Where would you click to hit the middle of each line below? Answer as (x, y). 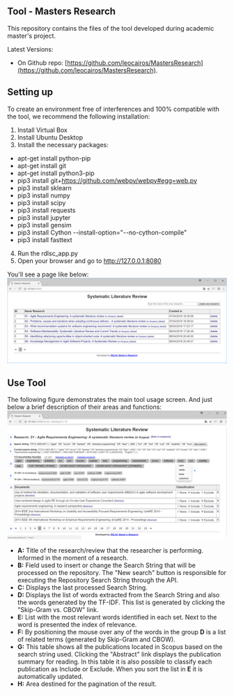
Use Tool (27, 383)
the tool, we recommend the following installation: (79, 116)
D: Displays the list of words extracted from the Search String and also (118, 595)
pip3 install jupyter (44, 217)
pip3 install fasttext (45, 239)
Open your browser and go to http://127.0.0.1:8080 (89, 260)
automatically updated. (50, 677)
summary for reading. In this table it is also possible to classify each (115, 662)
